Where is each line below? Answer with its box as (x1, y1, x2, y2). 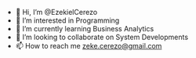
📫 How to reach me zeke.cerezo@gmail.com (15, 42, 162, 50)
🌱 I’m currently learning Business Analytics (15, 24, 154, 33)
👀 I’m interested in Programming (15, 16, 120, 25)
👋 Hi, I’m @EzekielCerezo (15, 8, 98, 16)
